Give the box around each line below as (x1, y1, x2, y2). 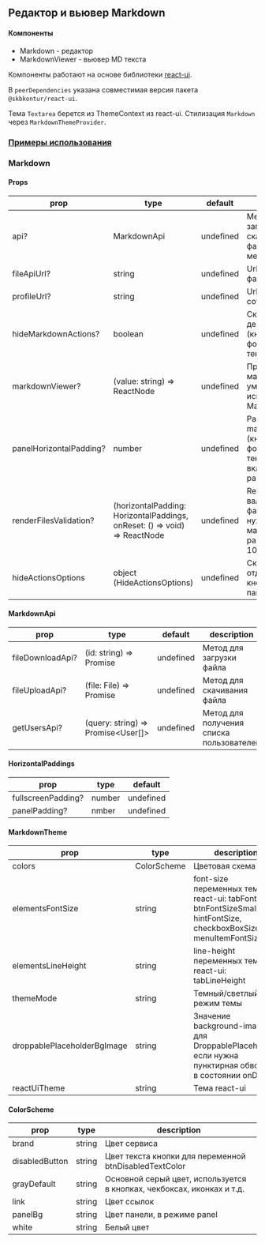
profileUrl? (12, 291, 51, 302)
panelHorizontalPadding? (12, 442, 106, 453)
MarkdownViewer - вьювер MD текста (19, 54, 147, 64)
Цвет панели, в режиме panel (105, 1209, 218, 1220)
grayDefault (12, 1178, 56, 1189)
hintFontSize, (192, 913, 242, 924)
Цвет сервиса (105, 1138, 158, 1149)
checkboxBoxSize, (192, 923, 263, 934)
